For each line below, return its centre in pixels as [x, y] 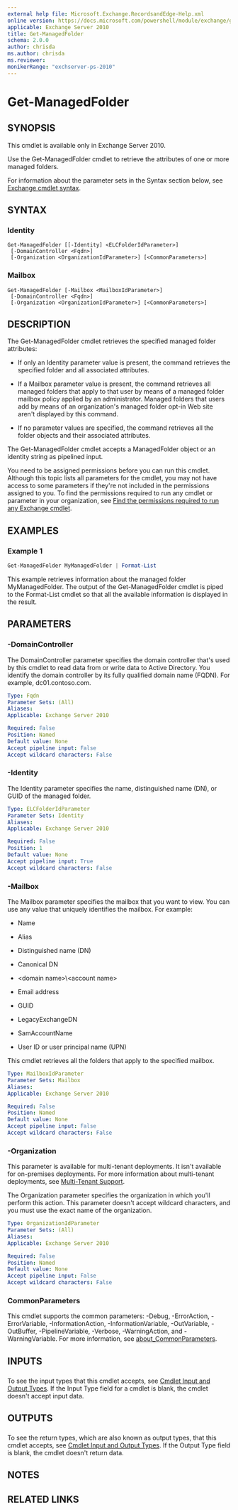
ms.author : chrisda [36, 54]
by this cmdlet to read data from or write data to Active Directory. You [109, 667]
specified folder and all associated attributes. [84, 370]
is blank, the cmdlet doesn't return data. [66, 1452]
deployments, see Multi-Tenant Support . [66, 1182]
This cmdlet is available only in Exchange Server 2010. [87, 145]
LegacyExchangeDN [47, 1020]
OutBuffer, [22, 1331]
